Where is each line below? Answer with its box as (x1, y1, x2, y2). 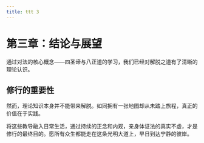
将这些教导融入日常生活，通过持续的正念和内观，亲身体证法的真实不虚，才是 (6, 122, 198, 130)
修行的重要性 (6, 85, 55, 95)
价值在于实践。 (6, 110, 44, 117)
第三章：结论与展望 (6, 37, 103, 50)
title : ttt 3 (6, 8, 39, 15)
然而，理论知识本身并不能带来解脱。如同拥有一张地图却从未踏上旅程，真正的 (6, 102, 198, 110)
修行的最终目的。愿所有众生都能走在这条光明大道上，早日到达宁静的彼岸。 (6, 130, 192, 138)
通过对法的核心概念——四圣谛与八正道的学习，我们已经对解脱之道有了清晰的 (6, 58, 198, 65)
